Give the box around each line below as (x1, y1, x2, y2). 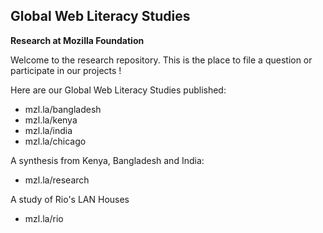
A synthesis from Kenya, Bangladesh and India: (10, 154, 205, 166)
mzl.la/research (24, 174, 90, 186)
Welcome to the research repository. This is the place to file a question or (10, 54, 313, 66)
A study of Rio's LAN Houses (10, 193, 130, 205)
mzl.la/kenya (24, 114, 78, 126)
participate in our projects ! (10, 64, 122, 76)
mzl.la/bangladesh (24, 103, 102, 115)
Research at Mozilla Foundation (10, 34, 145, 46)
